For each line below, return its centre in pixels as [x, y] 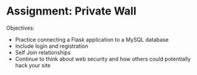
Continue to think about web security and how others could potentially [103, 59]
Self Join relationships [43, 52]
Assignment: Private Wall [71, 11]
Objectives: [20, 28]
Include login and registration [52, 46]
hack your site [33, 65]
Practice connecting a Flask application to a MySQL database [92, 39]
